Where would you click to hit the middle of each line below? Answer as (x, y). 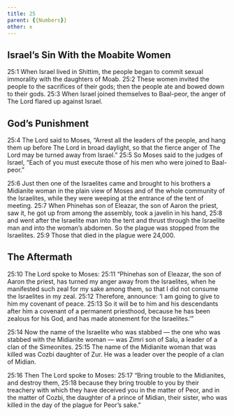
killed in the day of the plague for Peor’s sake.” (74, 405)
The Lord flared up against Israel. (55, 101)
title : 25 (22, 14)
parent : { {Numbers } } (37, 20)
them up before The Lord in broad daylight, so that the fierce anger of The (114, 148)
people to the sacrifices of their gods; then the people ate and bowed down (116, 87)
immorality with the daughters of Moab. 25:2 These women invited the (108, 79)
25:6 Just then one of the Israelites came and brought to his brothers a (109, 183)
